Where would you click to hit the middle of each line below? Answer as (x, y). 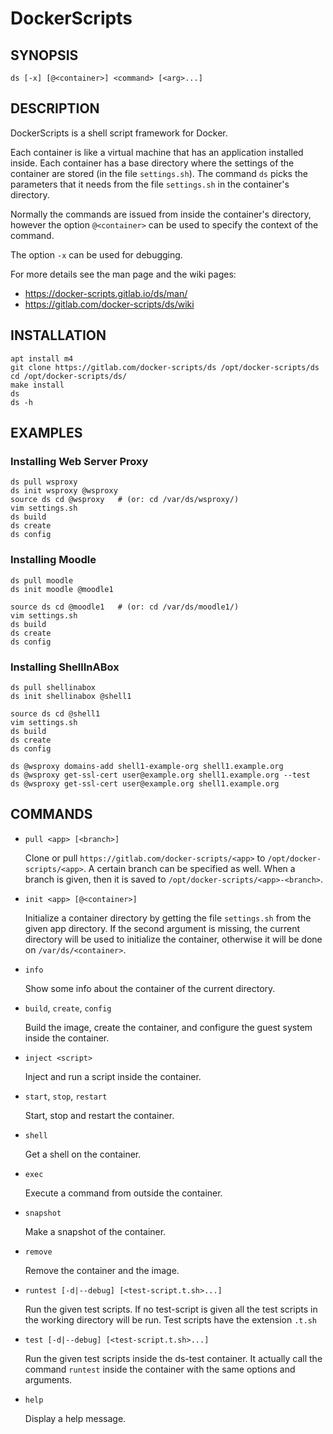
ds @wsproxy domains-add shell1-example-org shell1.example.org (147, 766)
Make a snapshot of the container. (95, 1231)
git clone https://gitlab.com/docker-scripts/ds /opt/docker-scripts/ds (165, 367)
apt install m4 (42, 358)
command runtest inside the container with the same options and (160, 1369)
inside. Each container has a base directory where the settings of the (152, 163)
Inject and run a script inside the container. (113, 1076)
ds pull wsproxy (44, 482)
